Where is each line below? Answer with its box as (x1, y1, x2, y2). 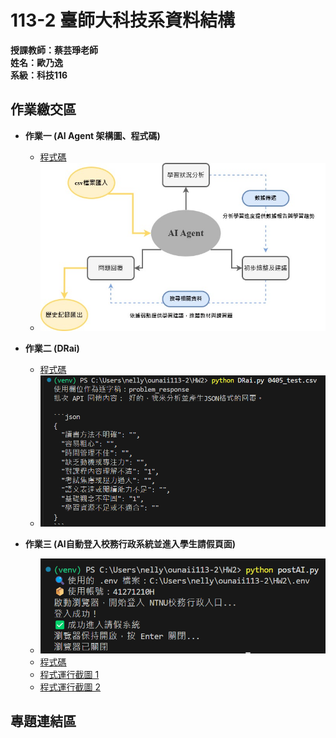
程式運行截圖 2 (39, 681, 102, 693)
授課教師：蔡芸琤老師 (10, 44, 98, 56)
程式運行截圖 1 (39, 668, 100, 680)
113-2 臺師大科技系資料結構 (10, 9, 235, 32)
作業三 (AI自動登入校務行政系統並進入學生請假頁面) (24, 537, 237, 550)
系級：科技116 (10, 69, 68, 81)
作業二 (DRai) (24, 342, 80, 354)
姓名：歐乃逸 (10, 56, 63, 68)
